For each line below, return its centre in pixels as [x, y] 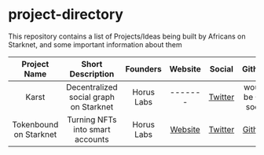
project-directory [66, 15]
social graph [92, 97]
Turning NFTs [92, 120]
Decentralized [92, 87]
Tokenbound [35, 124]
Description [92, 74]
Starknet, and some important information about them [95, 44]
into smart [92, 129]
